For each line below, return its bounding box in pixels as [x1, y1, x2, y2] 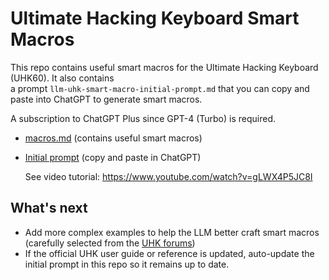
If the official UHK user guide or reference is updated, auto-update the [24, 247, 315, 259]
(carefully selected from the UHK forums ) [24, 237, 196, 249]
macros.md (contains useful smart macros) [24, 132, 203, 144]
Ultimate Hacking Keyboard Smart [10, 7, 300, 30]
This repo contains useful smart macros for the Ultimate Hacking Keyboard [10, 61, 319, 73]
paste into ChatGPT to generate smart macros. [10, 93, 203, 105]
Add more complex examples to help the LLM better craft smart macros [24, 226, 320, 238]
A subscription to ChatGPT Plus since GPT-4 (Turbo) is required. [10, 112, 277, 124]
